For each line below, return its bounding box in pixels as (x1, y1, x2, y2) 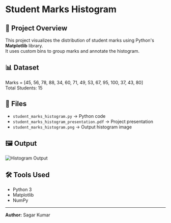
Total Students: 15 (5, 85, 43, 91)
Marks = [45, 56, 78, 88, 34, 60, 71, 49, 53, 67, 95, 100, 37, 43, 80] (5, 79, 144, 85)
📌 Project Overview (5, 24, 68, 33)
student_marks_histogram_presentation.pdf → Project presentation (12, 118, 154, 124)
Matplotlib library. (5, 43, 43, 49)
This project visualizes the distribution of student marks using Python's (5, 37, 154, 43)
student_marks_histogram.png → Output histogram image (12, 123, 132, 130)
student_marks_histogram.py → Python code (12, 113, 106, 119)
